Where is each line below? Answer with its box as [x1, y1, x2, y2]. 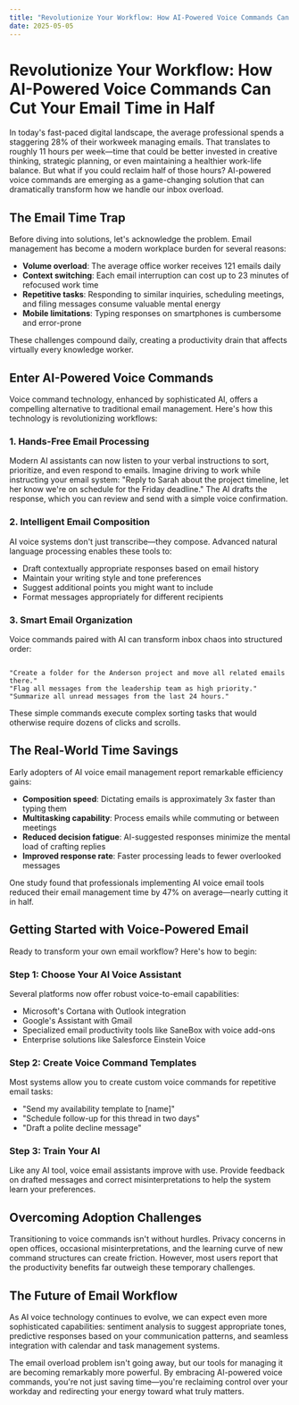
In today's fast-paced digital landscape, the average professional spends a [9, 127, 284, 138]
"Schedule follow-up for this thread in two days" [21, 1113, 201, 1124]
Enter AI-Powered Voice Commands [9, 370, 214, 385]
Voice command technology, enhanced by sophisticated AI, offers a [9, 394, 259, 405]
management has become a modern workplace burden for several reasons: [9, 243, 287, 255]
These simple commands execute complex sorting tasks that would [9, 707, 257, 718]
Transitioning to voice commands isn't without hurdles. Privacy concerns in [9, 1234, 286, 1244]
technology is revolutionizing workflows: [9, 413, 158, 424]
